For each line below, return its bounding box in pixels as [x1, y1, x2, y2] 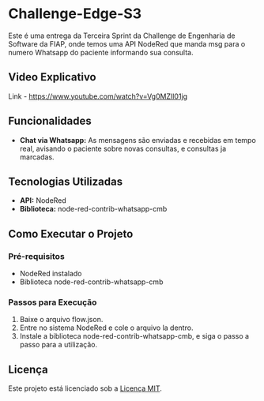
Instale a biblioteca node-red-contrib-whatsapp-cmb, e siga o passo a [19, 332, 250, 341]
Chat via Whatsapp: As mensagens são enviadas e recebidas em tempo [19, 135, 257, 144]
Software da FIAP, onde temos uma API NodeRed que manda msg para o [8, 39, 246, 48]
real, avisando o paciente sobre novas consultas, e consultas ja [19, 144, 227, 153]
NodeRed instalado [19, 269, 82, 279]
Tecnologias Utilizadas [8, 174, 123, 188]
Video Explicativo [8, 70, 96, 84]
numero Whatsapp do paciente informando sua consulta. [8, 47, 194, 57]
